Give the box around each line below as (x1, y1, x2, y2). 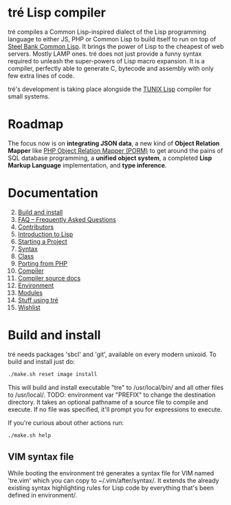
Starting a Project (17, 237, 67, 245)
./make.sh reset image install (8, 371, 98, 378)
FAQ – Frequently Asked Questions (17, 215, 116, 223)
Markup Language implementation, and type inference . (8, 161, 167, 169)
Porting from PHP (17, 259, 68, 267)
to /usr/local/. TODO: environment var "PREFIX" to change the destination (8, 391, 216, 399)
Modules (17, 288, 43, 297)
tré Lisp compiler (8, 5, 106, 21)
